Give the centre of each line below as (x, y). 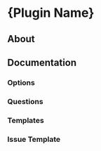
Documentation (42, 62)
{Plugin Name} (51, 13)
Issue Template (34, 139)
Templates (26, 120)
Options (21, 82)
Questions (25, 101)
